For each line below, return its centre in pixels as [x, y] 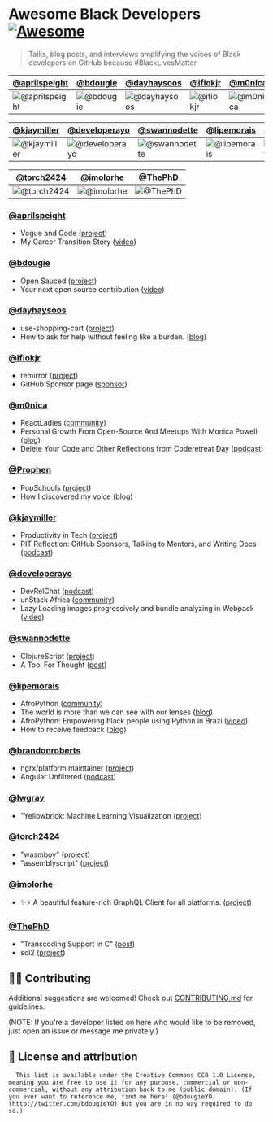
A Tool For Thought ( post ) [63, 665]
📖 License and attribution [73, 1057]
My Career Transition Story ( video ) [78, 242]
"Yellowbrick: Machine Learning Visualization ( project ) [111, 815]
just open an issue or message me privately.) [83, 1031]
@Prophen [30, 470]
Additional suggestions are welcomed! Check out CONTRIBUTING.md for [131, 998]
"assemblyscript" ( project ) [65, 862]
